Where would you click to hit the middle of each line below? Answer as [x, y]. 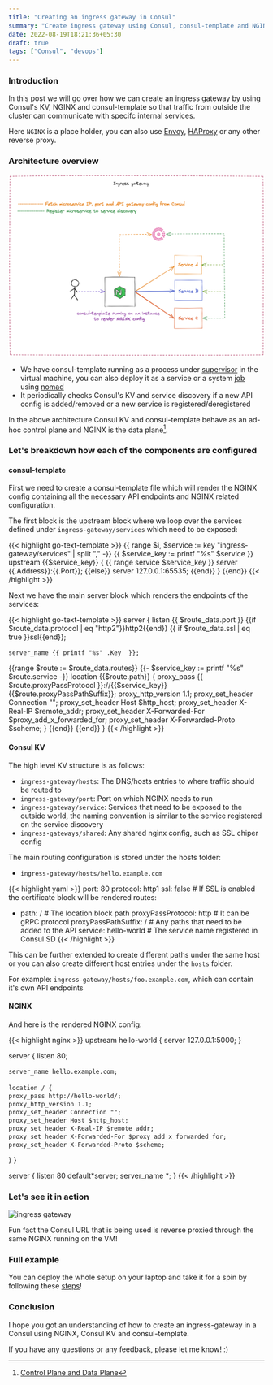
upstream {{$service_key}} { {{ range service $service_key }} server [123, 563]
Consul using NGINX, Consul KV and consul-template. [99, 1333]
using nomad [42, 387]
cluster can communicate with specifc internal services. [102, 116]
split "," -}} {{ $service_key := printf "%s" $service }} [165, 554]
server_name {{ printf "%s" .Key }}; [74, 653]
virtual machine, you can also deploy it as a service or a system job [132, 378]
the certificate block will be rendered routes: [82, 897]
